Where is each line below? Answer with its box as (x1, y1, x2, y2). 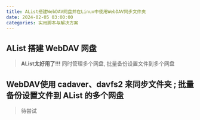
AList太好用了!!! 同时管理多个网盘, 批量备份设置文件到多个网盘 (20, 60, 175, 67)
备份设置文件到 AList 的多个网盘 (6, 90, 124, 100)
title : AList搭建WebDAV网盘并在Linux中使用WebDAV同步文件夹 (6, 8, 146, 15)
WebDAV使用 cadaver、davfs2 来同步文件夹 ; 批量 (6, 79, 194, 89)
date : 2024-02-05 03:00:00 (6, 14, 73, 20)
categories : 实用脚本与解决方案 (6, 20, 79, 26)
